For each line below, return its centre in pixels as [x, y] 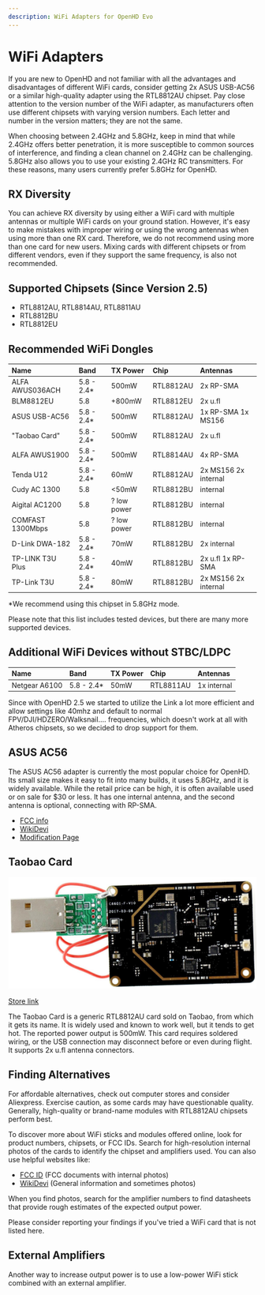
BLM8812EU [32, 401]
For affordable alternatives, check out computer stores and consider [119, 1094]
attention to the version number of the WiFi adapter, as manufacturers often [131, 103]
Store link [24, 1001]
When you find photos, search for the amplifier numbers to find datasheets [130, 1198]
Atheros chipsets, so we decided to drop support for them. [103, 728]
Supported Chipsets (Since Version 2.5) [108, 288]
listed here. [26, 1230]
